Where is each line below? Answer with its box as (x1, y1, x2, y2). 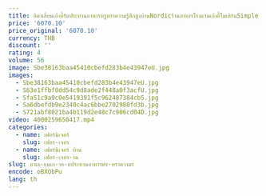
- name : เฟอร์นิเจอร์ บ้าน (15, 146, 82, 154)
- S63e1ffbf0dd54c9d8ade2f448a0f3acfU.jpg (15, 86, 159, 94)
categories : (8, 123, 48, 131)
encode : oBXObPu (8, 168, 62, 176)
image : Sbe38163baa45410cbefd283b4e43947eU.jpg (8, 64, 170, 72)
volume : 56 (8, 57, 45, 65)
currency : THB (8, 34, 56, 42)
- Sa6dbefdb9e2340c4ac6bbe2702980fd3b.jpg (15, 101, 159, 109)
